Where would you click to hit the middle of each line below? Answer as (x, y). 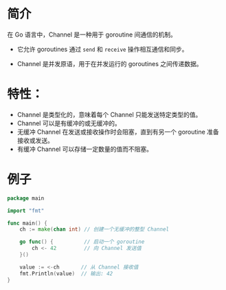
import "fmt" (26, 211)
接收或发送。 (35, 140)
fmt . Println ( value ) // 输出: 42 (66, 273)
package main (26, 198)
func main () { (27, 223)
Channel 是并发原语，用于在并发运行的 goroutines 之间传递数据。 (110, 63)
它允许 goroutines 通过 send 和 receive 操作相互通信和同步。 (102, 49)
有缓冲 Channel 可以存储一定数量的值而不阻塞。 (85, 149)
